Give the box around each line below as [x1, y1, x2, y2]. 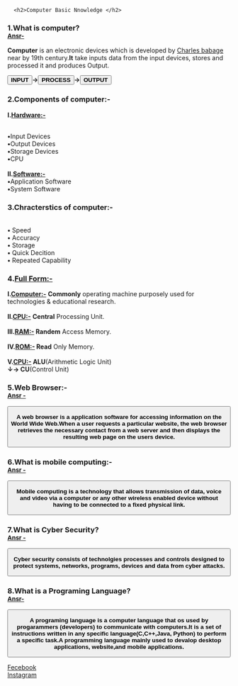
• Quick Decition [7, 248, 55, 257]
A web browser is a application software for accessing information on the [16, 413, 222, 421]
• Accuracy [7, 233, 40, 242]
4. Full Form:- [7, 274, 53, 283]
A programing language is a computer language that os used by [29, 617, 209, 624]
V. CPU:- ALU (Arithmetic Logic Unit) [7, 358, 112, 366]
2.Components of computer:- [7, 94, 111, 104]
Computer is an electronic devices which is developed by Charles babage [7, 46, 224, 55]
